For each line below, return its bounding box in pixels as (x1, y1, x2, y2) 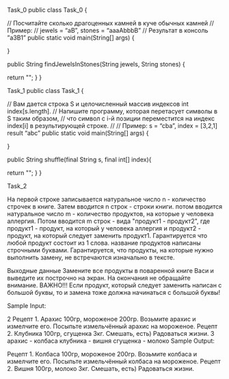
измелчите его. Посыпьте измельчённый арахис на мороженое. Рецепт (7, 322, 218, 330)
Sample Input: (7, 302, 46, 310)
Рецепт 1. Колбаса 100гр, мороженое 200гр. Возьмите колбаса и (7, 350, 197, 358)
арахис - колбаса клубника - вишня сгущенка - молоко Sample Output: (7, 337, 215, 345)
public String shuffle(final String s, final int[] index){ (7, 155, 152, 164)
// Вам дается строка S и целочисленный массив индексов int (7, 100, 189, 108)
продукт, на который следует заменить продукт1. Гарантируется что (7, 232, 208, 239)
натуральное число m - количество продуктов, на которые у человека (7, 210, 214, 218)
